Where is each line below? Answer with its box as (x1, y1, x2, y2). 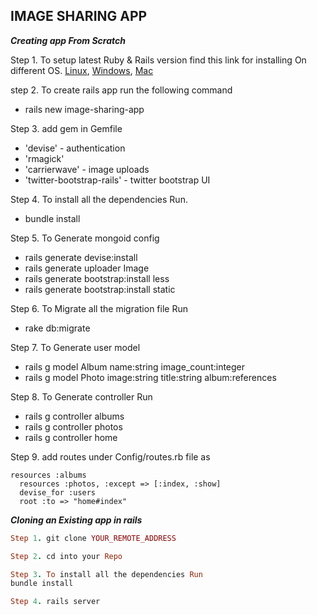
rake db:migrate (24, 322, 91, 334)
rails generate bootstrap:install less (24, 272, 170, 284)
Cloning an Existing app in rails (10, 514, 143, 526)
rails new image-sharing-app (24, 103, 145, 115)
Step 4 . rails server (10, 597, 101, 607)
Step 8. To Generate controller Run (10, 390, 153, 403)
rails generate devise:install (24, 251, 138, 263)
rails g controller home (24, 431, 118, 443)
